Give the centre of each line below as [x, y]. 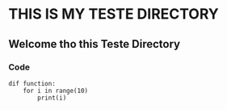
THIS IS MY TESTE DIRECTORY [114, 14]
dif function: [32, 83]
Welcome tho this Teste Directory [94, 44]
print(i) [52, 98]
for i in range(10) [56, 91]
